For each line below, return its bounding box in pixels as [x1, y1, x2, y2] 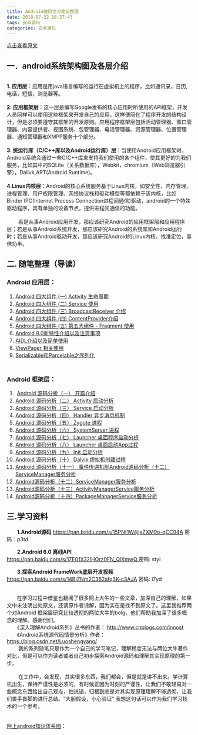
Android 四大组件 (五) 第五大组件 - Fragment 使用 [15, 322, 135, 329]
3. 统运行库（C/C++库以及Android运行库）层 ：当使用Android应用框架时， [6, 147, 187, 154]
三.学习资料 [6, 512, 49, 522]
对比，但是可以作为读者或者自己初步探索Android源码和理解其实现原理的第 [6, 652, 186, 659]
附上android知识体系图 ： [6, 722, 67, 729]
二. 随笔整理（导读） [6, 259, 81, 269]
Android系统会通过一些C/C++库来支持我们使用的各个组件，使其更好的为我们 [6, 154, 192, 161]
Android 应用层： [6, 278, 56, 286]
